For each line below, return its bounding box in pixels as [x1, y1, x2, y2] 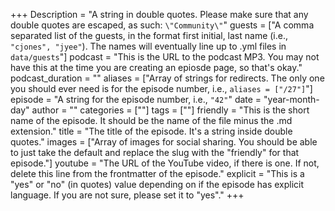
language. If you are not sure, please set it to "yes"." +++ [10, 189, 245, 201]
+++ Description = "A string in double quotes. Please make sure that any [10, 9, 309, 20]
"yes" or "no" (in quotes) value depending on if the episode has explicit [10, 179, 305, 190]
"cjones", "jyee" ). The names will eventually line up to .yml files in [10, 40, 287, 52]
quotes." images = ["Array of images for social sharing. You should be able [10, 136, 318, 148]
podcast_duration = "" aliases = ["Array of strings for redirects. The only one [10, 72, 325, 84]
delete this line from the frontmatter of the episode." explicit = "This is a [10, 168, 305, 179]
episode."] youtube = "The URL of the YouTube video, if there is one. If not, [10, 157, 320, 169]
